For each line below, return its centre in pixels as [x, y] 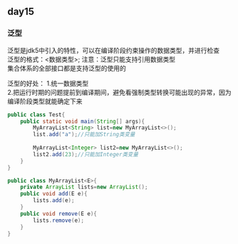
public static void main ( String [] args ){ [82, 121]
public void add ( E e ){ [54, 194]
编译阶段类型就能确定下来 [45, 101]
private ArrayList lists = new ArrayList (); [84, 187]
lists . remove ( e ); [58, 220]
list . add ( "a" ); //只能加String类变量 [84, 135]
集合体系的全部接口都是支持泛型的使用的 [67, 68]
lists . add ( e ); [54, 200]
